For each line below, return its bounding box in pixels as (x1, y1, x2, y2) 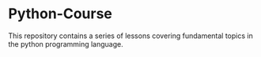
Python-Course (8, 5, 113, 23)
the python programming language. (8, 39, 124, 48)
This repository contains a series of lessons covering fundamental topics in (8, 31, 253, 40)
